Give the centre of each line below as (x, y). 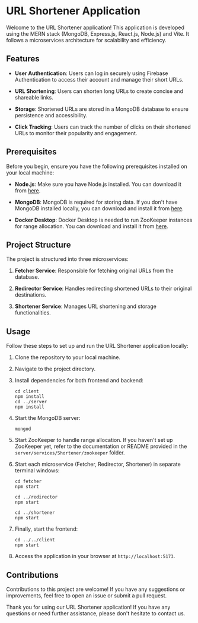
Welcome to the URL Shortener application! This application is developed (95, 27)
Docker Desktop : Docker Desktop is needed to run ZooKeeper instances (103, 220)
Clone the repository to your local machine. (67, 357)
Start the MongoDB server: (47, 418)
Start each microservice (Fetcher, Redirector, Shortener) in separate (98, 464)
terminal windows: (37, 471)
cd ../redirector (36, 497)
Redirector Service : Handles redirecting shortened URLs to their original (103, 289)
